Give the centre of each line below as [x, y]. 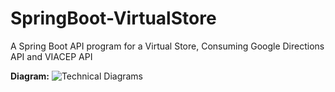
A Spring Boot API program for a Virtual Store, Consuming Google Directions [167, 46]
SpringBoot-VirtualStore [113, 18]
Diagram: [30, 76]
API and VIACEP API [51, 56]
